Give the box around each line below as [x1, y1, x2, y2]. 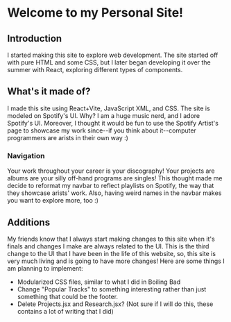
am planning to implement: [7, 264, 83, 272]
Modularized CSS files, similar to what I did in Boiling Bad [17, 278, 181, 286]
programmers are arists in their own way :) [7, 133, 128, 142]
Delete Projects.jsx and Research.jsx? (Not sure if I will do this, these [17, 300, 214, 308]
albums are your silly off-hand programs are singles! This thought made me [7, 174, 223, 183]
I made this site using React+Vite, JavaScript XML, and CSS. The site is [7, 104, 210, 112]
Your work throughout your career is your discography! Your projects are [7, 167, 215, 175]
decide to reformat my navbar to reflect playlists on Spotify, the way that [7, 182, 214, 190]
